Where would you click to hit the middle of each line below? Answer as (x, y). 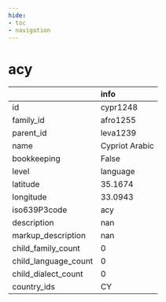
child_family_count (46, 248)
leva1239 (118, 133)
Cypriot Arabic (127, 146)
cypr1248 (119, 107)
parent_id (30, 133)
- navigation (30, 30)
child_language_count (52, 261)
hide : (17, 15)
